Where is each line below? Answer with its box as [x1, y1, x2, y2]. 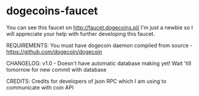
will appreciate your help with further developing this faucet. [6, 30, 155, 37]
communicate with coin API [6, 83, 74, 91]
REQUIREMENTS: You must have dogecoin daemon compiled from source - [6, 42, 193, 49]
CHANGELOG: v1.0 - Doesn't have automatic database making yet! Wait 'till [6, 60, 192, 67]
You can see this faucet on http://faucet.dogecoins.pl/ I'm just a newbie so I [6, 24, 193, 31]
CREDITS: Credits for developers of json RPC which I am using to [6, 78, 167, 85]
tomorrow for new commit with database [6, 66, 107, 73]
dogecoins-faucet [6, 4, 98, 18]
